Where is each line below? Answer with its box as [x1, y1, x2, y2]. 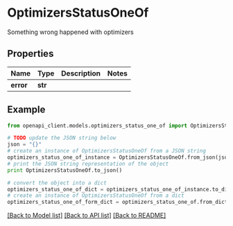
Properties [7, 48, 54, 60]
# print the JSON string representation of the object [7, 160, 169, 167]
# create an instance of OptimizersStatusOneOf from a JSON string [7, 148, 207, 155]
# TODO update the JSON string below [7, 134, 116, 141]
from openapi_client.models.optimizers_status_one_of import [7, 122, 188, 129]
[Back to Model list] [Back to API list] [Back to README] [7, 211, 166, 220]
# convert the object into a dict [7, 179, 107, 186]
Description [61, 68, 101, 78]
